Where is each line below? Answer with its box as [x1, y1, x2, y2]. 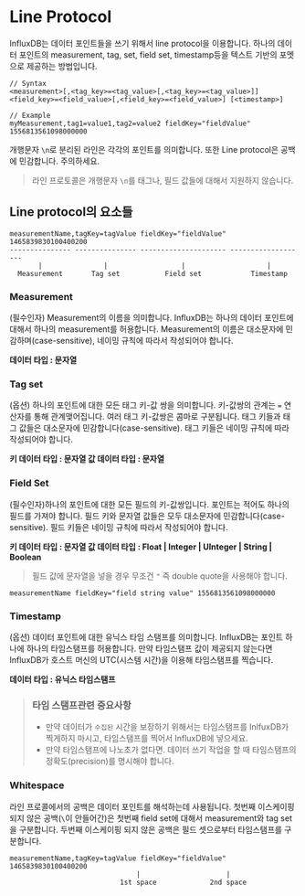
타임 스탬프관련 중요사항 [31, 699, 132, 711]
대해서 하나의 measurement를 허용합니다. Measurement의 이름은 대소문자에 [9, 324, 284, 335]
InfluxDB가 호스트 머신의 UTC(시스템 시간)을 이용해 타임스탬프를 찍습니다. [9, 654, 274, 665]
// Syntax [9, 79, 47, 88]
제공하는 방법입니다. [26, 60, 98, 71]
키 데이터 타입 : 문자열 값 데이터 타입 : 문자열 [9, 453, 165, 464]
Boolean [9, 551, 42, 562]
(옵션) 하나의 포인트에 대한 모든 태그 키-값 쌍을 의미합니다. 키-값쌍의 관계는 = [9, 400, 282, 411]
